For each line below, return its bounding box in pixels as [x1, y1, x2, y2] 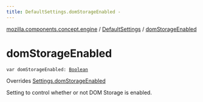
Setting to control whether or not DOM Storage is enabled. [6, 89, 152, 96]
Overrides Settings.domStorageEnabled [6, 77, 106, 84]
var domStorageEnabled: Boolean [6, 66, 88, 72]
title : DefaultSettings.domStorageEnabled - [6, 8, 121, 15]
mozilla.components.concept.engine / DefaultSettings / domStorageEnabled [6, 25, 197, 33]
